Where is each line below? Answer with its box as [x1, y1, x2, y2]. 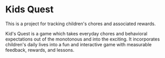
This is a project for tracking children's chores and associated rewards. [5, 21, 156, 27]
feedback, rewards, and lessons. [5, 47, 75, 53]
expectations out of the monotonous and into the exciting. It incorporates [5, 36, 160, 42]
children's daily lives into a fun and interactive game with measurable [5, 41, 152, 47]
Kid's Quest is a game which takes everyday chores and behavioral [5, 30, 148, 36]
